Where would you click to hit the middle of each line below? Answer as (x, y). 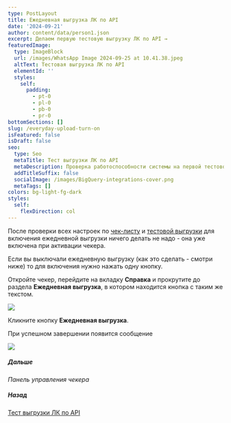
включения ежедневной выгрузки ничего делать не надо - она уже (107, 238)
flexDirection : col (48, 211)
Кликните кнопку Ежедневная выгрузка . (68, 320)
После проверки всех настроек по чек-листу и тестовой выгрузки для (111, 231)
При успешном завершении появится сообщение (80, 333)
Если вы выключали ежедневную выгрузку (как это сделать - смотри (110, 259)
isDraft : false (29, 141)
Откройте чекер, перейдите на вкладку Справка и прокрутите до (104, 279)
